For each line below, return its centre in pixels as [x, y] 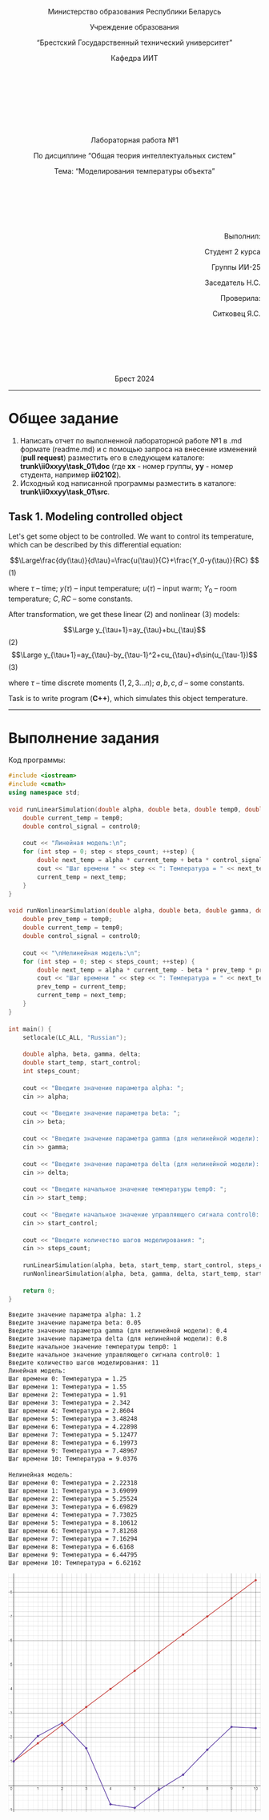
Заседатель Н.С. [233, 283]
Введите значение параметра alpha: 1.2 [75, 1315]
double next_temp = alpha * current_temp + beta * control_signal [150, 860]
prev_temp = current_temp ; [82, 987]
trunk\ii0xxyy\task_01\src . [65, 491]
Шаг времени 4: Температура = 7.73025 [73, 1515]
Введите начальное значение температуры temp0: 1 [93, 1347]
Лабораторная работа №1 [134, 140]
